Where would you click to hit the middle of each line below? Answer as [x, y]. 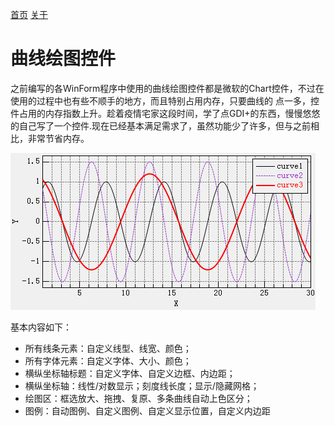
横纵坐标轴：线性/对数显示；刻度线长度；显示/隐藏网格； [142, 385]
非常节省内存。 [58, 138]
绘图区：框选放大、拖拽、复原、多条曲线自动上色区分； [138, 398]
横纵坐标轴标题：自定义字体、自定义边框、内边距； [130, 373]
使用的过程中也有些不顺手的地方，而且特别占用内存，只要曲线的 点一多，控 [165, 100]
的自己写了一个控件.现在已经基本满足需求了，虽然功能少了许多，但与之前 [161, 125]
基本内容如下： [41, 327]
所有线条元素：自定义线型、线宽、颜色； [108, 348]
